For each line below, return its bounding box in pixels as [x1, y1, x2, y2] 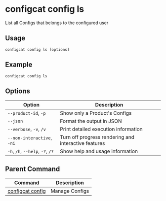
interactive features [60, 140, 105, 147]
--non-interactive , [7, 134, 52, 141]
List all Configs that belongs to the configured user [5, 20, 109, 26]
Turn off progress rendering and [60, 134, 135, 141]
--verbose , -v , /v [7, 126, 46, 133]
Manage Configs [50, 188, 89, 195]
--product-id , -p [7, 110, 46, 117]
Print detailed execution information [60, 126, 143, 133]
